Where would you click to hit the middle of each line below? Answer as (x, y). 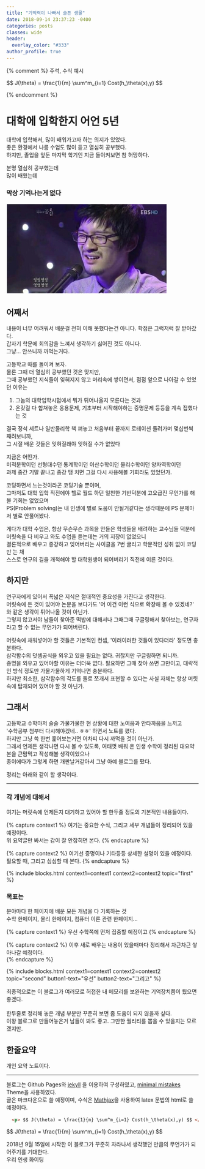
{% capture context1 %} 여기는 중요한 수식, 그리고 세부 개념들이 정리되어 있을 (100, 825)
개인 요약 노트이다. (28, 1066)
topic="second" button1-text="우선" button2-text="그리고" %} (84, 979)
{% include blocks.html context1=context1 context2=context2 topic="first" (100, 873)
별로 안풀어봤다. (31, 516)
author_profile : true (34, 52)
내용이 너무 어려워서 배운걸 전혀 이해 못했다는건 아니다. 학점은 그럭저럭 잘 (93, 328)
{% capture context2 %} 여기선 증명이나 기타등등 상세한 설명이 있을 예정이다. (99, 853)
